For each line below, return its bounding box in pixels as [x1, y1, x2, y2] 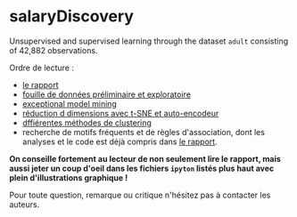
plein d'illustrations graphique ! [9, 172, 128, 183]
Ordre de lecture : [9, 62, 74, 73]
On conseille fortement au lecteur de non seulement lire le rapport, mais [9, 153, 281, 164]
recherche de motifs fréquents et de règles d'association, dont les [21, 126, 266, 137]
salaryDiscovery [9, 6, 134, 27]
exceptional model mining [21, 98, 118, 108]
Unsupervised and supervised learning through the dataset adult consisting [9, 36, 289, 46]
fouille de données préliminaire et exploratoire [21, 89, 192, 100]
